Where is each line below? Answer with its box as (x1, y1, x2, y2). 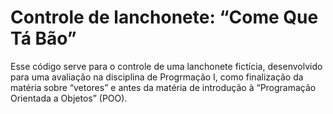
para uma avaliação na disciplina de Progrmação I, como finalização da (10, 71, 304, 83)
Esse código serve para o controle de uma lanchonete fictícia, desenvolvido (10, 60, 323, 72)
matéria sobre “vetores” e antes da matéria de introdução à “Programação (10, 81, 317, 93)
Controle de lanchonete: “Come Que (10, 6, 319, 29)
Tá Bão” (10, 27, 77, 50)
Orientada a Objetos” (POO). (10, 92, 128, 104)
